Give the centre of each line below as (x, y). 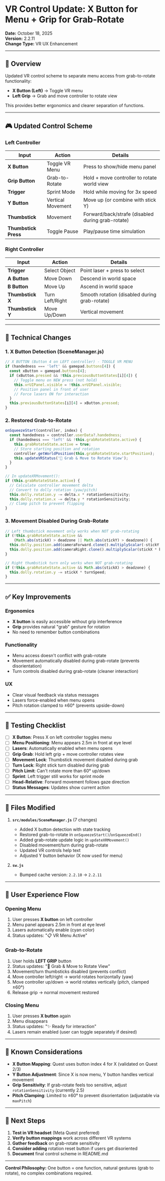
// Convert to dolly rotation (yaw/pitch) (54, 490)
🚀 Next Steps (25, 1121)
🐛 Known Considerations (44, 1052)
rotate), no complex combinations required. (49, 1173)
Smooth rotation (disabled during (118, 295)
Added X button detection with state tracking (65, 829)
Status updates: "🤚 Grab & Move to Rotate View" (61, 966)
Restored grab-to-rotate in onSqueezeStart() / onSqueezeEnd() (81, 834)
